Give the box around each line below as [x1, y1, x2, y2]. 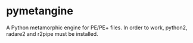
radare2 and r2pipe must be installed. [6, 30, 98, 37]
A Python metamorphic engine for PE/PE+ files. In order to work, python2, [6, 24, 188, 31]
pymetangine [6, 4, 73, 18]
